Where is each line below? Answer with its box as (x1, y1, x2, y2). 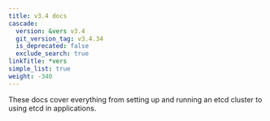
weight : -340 (8, 72, 53, 80)
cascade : (8, 19, 38, 28)
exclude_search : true (15, 50, 89, 58)
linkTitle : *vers (8, 58, 67, 66)
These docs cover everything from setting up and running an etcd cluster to (8, 94, 263, 104)
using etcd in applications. (8, 103, 97, 113)
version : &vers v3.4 (15, 27, 85, 35)
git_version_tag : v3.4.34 (15, 34, 104, 43)
